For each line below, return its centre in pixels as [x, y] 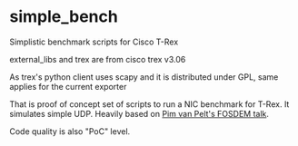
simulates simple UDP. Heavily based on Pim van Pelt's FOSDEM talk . [139, 113]
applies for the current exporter [68, 86]
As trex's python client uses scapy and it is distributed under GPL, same [144, 77]
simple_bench [64, 17]
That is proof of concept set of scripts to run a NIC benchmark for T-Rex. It [149, 104]
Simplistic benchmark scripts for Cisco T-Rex [94, 42]
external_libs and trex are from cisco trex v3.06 [98, 59]
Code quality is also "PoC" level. [70, 131]
